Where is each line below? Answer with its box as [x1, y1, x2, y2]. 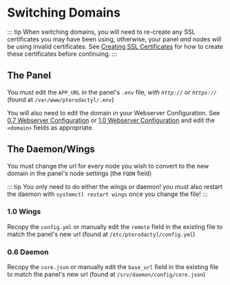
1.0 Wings [7, 207, 41, 217]
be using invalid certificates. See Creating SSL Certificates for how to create [7, 42, 224, 50]
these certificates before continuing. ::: [7, 50, 118, 58]
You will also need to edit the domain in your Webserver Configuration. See [7, 108, 220, 117]
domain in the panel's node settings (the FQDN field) [7, 169, 152, 177]
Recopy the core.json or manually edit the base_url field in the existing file [7, 263, 219, 271]
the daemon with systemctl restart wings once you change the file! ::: [7, 190, 208, 198]
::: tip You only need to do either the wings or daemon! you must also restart [7, 182, 222, 190]
